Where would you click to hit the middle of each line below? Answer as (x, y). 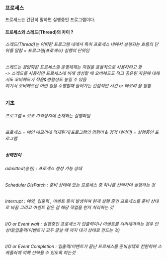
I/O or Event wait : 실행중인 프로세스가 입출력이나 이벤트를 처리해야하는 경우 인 (82, 224)
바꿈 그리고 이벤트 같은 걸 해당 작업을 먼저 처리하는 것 (62, 208)
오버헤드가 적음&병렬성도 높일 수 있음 (50, 80)
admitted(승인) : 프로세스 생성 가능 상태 (44, 168)
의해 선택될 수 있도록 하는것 (49, 253)
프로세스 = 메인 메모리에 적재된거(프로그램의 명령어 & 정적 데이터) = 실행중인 (80, 132)
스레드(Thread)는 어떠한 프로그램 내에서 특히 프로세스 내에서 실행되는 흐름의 (79, 44)
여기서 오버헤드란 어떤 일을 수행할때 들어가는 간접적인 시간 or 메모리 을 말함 (78, 86)
